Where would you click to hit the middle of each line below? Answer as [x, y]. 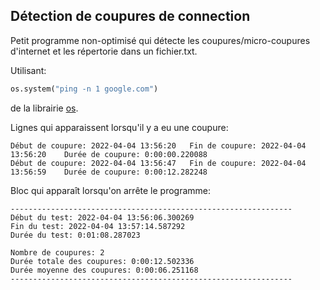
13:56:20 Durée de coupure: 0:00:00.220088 [109, 154]
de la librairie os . [44, 108]
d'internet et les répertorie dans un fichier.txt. [104, 51]
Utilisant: [28, 70]
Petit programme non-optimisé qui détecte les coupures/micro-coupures [160, 40]
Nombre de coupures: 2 [57, 252]
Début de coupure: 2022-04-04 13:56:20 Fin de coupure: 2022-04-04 [158, 145]
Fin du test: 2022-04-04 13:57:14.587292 [98, 226]
